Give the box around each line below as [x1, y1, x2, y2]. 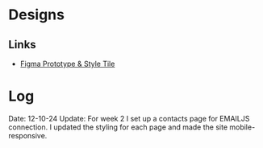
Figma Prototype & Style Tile [19, 59, 115, 68]
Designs [8, 6, 65, 24]
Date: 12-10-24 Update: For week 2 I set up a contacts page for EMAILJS [8, 113, 250, 123]
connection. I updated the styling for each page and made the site [8, 122, 228, 132]
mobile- [229, 122, 256, 132]
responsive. [8, 130, 48, 140]
